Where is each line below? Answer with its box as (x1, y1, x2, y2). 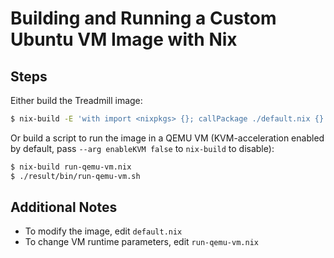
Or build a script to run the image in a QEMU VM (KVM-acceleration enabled (10, 132, 325, 144)
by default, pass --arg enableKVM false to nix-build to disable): (10, 142, 275, 154)
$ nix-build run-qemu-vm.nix (10, 162, 132, 172)
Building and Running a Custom (10, 7, 277, 30)
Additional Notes (10, 199, 118, 216)
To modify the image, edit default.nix (24, 225, 183, 237)
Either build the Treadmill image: (10, 95, 143, 106)
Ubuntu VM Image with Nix (10, 28, 238, 51)
